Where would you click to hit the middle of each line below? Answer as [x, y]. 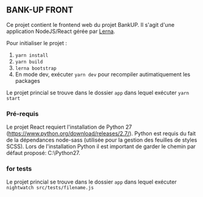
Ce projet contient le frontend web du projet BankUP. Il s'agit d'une [91, 24]
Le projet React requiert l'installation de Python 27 [69, 127]
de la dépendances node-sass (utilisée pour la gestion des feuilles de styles [102, 140]
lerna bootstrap [36, 68]
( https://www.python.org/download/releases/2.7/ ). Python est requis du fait [101, 134]
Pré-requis [23, 113]
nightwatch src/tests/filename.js [50, 188]
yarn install [32, 55]
